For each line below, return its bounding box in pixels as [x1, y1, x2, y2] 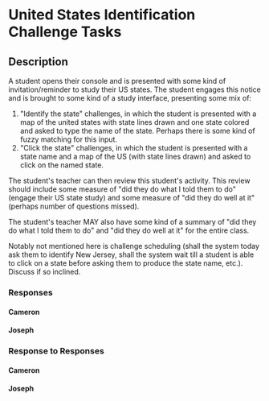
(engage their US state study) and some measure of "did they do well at [8, 193, 247, 202]
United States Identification [8, 6, 196, 24]
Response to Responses [8, 345, 104, 357]
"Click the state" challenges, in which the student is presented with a [19, 143, 248, 152]
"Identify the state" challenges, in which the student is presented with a [19, 109, 257, 118]
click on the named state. [19, 160, 104, 170]
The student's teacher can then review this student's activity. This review [8, 176, 251, 185]
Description [8, 55, 68, 68]
